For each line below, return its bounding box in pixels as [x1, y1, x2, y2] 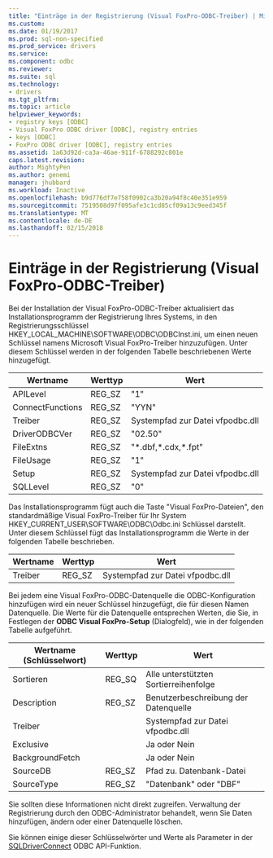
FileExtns [12, 442, 48, 453]
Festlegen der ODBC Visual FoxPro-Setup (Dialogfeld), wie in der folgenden [8, 617, 264, 627]
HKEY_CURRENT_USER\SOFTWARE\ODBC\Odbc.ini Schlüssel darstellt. [8, 519, 246, 530]
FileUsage [12, 455, 51, 466]
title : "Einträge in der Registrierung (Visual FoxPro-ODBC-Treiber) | [8, 11, 256, 20]
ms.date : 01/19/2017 [8, 27, 79, 35]
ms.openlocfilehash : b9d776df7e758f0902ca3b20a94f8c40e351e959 [8, 193, 227, 202]
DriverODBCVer [12, 429, 73, 440]
